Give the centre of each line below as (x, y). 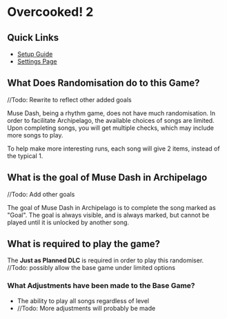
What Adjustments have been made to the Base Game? (101, 286)
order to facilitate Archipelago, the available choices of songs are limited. (111, 120)
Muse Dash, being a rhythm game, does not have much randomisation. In (111, 113)
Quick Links (33, 38)
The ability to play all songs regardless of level (83, 300)
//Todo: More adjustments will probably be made (86, 308)
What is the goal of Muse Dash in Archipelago (107, 178)
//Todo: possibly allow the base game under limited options (91, 268)
